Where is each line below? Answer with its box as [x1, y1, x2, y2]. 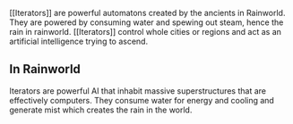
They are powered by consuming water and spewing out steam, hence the [9, 17, 284, 28]
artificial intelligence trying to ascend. [9, 36, 149, 46]
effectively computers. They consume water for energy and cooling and [9, 95, 275, 105]
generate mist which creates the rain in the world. [9, 104, 193, 115]
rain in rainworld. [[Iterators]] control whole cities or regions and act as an [9, 27, 282, 37]
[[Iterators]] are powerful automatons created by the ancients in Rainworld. [9, 8, 286, 18]
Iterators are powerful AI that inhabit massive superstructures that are [9, 85, 267, 96]
